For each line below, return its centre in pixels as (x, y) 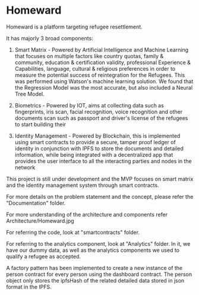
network (25, 167)
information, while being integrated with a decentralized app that (94, 154)
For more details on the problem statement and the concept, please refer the (100, 196)
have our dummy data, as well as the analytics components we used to (93, 250)
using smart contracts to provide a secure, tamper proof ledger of (95, 142)
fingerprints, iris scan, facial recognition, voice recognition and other (99, 112)
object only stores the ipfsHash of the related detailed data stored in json (95, 280)
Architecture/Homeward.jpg (40, 221)
